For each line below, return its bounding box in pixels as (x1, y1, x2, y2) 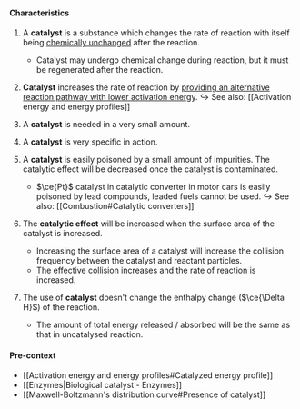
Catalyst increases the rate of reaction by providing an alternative (22, 82, 270, 93)
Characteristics (9, 7, 70, 18)
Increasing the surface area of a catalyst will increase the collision (35, 245, 285, 256)
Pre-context (9, 350, 56, 361)
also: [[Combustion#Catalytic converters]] (35, 201, 195, 212)
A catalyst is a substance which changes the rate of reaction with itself (22, 27, 290, 38)
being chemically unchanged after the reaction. (22, 37, 200, 48)
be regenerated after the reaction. (35, 65, 164, 75)
